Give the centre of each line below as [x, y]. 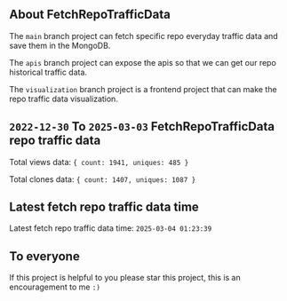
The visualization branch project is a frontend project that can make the [143, 89]
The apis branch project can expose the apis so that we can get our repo [143, 62]
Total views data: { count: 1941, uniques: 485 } [99, 162]
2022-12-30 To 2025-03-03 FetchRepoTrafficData [142, 127]
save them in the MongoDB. [60, 45]
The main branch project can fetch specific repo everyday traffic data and [143, 36]
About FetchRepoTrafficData [90, 15]
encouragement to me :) [55, 287]
